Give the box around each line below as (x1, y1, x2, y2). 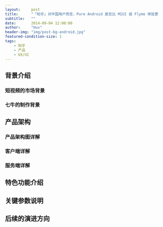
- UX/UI (14, 52, 29, 57)
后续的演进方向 (5, 214, 50, 223)
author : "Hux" (5, 25, 42, 30)
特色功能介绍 (5, 178, 44, 187)
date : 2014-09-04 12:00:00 (5, 20, 73, 26)
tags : (5, 39, 16, 44)
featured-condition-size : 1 (5, 34, 62, 39)
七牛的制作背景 (5, 101, 40, 108)
